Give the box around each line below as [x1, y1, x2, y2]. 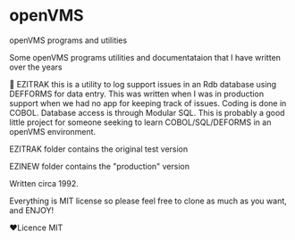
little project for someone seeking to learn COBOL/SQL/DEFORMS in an [9, 117, 272, 128]
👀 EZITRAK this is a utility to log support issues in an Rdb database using [9, 79, 277, 89]
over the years [9, 62, 63, 72]
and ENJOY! [9, 204, 55, 215]
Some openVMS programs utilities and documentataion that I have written [9, 52, 282, 62]
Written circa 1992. [9, 178, 79, 188]
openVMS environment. [9, 126, 97, 137]
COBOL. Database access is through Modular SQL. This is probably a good [9, 107, 285, 118]
